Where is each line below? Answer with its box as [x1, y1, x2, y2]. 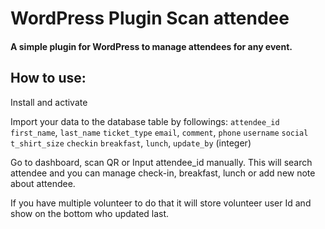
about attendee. [10, 177, 76, 189]
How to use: [10, 70, 87, 87]
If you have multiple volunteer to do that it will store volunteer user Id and [10, 197, 312, 209]
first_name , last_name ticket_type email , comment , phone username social [10, 126, 309, 138]
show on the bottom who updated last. [10, 207, 170, 219]
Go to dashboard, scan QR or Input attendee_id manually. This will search [10, 156, 313, 168]
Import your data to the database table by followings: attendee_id [10, 115, 280, 127]
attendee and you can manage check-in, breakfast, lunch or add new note [10, 167, 316, 179]
